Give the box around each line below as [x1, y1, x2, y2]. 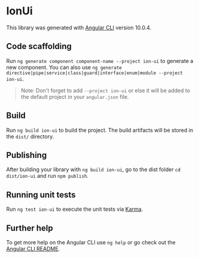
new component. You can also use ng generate [6, 63, 123, 71]
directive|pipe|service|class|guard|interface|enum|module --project [6, 70, 183, 76]
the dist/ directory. [6, 133, 54, 140]
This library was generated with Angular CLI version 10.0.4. [6, 24, 152, 31]
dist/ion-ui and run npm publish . [6, 172, 88, 180]
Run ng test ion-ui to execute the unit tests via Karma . [6, 205, 143, 213]
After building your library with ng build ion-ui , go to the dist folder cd [6, 166, 181, 173]
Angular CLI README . [6, 245, 60, 252]
